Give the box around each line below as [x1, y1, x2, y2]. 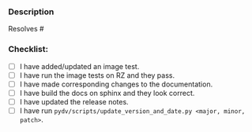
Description [8, 6, 55, 17]
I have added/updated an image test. [19, 61, 140, 71]
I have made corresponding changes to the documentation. [19, 79, 213, 89]
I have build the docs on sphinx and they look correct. [19, 88, 195, 97]
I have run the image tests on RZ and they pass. [19, 70, 175, 80]
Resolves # [8, 24, 45, 34]
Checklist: [8, 44, 49, 55]
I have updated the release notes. [19, 97, 129, 106]
